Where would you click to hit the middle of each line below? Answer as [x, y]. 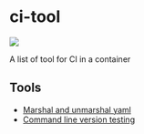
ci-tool [35, 17]
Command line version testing [78, 119]
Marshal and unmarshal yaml [77, 109]
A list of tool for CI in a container [70, 59]
